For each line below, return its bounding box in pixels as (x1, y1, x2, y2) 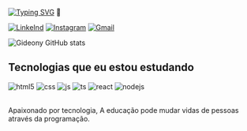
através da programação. (8, 114, 91, 123)
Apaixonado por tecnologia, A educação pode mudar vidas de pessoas (8, 105, 239, 114)
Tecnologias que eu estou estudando (8, 61, 195, 74)
